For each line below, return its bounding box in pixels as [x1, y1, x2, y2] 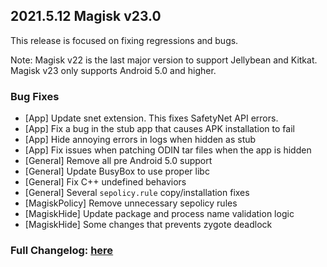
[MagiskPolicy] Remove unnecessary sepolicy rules [24, 197, 238, 209]
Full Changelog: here [10, 244, 114, 258]
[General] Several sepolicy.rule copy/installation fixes [24, 187, 250, 199]
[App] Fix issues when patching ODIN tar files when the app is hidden [24, 144, 312, 156]
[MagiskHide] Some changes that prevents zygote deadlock [24, 219, 273, 231]
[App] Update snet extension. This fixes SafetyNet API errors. [24, 112, 279, 124]
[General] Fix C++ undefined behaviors [24, 176, 187, 188]
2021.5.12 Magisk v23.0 [10, 8, 162, 25]
